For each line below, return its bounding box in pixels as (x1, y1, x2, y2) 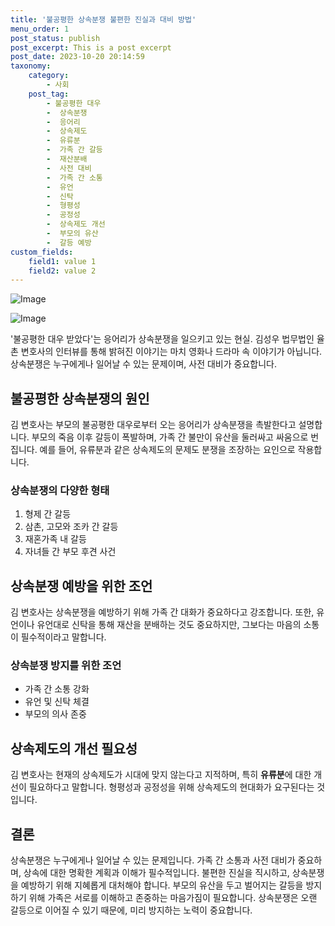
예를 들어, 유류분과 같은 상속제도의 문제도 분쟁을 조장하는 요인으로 (39, 444, 296, 456)
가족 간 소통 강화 (24, 683, 90, 695)
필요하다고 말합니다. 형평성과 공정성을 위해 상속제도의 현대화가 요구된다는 (28, 781, 315, 793)
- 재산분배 (46, 154, 88, 164)
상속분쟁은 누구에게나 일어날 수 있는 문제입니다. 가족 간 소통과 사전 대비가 (10, 854, 296, 866)
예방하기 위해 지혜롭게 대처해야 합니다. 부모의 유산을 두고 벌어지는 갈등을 (20, 879, 304, 891)
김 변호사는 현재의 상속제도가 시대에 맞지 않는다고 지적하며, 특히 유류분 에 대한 (10, 769, 312, 781)
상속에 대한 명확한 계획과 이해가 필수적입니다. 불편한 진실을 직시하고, (23, 867, 290, 879)
